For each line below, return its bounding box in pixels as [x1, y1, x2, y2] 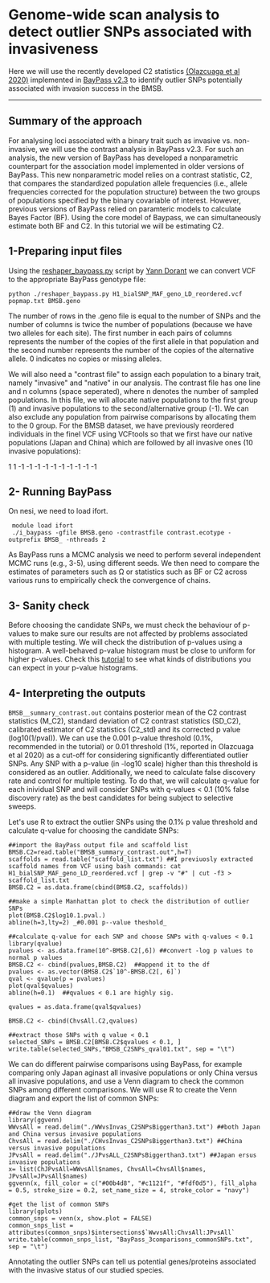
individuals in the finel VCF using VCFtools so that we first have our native [8, 428, 253, 439]
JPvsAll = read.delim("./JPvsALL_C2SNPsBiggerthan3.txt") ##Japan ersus [8, 1151, 257, 1159]
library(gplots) [8, 1207, 63, 1215]
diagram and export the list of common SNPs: [8, 1093, 159, 1103]
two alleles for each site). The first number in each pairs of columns [8, 328, 233, 338]
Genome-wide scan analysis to [8, 6, 220, 24]
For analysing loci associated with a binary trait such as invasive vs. [8, 135, 233, 146]
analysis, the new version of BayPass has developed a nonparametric [8, 153, 239, 162]
